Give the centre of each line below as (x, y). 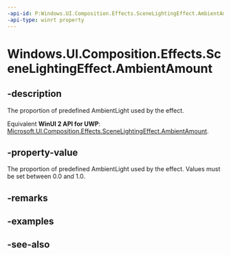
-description (34, 94)
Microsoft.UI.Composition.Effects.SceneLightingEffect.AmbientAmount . (108, 131)
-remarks (27, 198)
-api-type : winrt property (46, 20)
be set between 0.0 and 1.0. (46, 177)
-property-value (43, 152)
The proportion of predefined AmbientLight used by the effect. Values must (114, 169)
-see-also (29, 245)
